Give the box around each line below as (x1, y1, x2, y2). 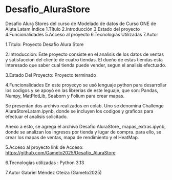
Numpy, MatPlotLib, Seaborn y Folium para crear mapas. (5, 93, 124, 99)
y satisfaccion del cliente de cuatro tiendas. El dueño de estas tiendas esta (5, 56, 163, 62)
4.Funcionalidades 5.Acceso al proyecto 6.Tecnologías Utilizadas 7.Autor (5, 31, 159, 37)
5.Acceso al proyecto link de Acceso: (5, 144, 83, 150)
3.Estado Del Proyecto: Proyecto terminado (5, 72, 96, 78)
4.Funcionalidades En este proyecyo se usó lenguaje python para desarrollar (5, 82, 167, 88)
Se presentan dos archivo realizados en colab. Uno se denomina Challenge (5, 102, 164, 108)
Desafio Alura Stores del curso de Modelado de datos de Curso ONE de (5, 20, 156, 27)
